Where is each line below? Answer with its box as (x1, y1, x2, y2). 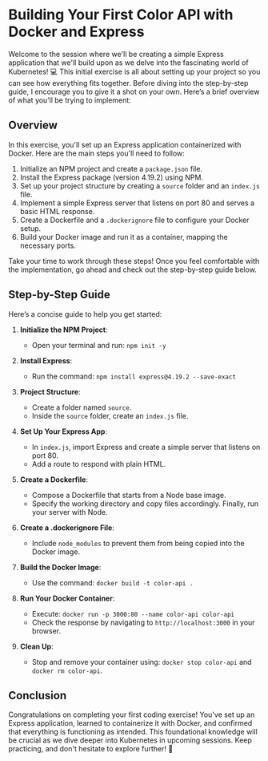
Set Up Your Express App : (19, 427, 108, 436)
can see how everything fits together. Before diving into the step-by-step (8, 78, 249, 87)
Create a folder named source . (31, 403, 132, 412)
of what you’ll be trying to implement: (8, 95, 132, 105)
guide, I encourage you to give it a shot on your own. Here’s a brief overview (8, 87, 260, 96)
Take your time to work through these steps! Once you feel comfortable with (8, 256, 260, 265)
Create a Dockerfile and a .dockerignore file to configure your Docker (19, 215, 250, 225)
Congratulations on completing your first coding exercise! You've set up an (8, 710, 255, 719)
